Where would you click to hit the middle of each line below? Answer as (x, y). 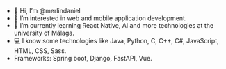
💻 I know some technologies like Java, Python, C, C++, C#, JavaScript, (116, 41)
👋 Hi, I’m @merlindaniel (47, 11)
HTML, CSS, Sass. (40, 51)
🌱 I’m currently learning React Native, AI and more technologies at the (114, 25)
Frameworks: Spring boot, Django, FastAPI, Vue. (83, 58)
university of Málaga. (44, 33)
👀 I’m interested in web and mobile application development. (100, 18)
